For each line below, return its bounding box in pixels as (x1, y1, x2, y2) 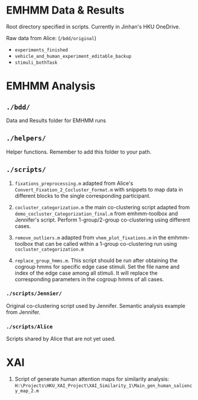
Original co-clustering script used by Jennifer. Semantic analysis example (6, 302, 186, 309)
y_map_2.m (14, 388, 40, 394)
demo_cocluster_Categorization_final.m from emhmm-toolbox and (14, 210, 178, 217)
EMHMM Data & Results (6, 4, 125, 17)
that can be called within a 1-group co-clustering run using (34, 240, 177, 247)
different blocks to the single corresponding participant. (14, 192, 151, 199)
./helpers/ (6, 134, 46, 142)
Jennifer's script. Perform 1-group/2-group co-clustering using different (14, 216, 190, 223)
